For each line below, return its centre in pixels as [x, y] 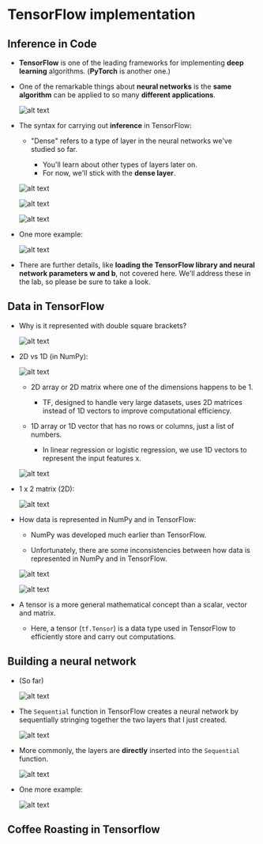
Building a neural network [72, 662]
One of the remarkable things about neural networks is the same [125, 86]
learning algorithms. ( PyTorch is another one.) [95, 71]
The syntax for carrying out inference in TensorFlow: [105, 125]
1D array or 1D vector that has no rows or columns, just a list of [132, 426]
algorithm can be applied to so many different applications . [117, 95]
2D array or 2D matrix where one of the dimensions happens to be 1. [142, 387]
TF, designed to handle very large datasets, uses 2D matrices [142, 402]
